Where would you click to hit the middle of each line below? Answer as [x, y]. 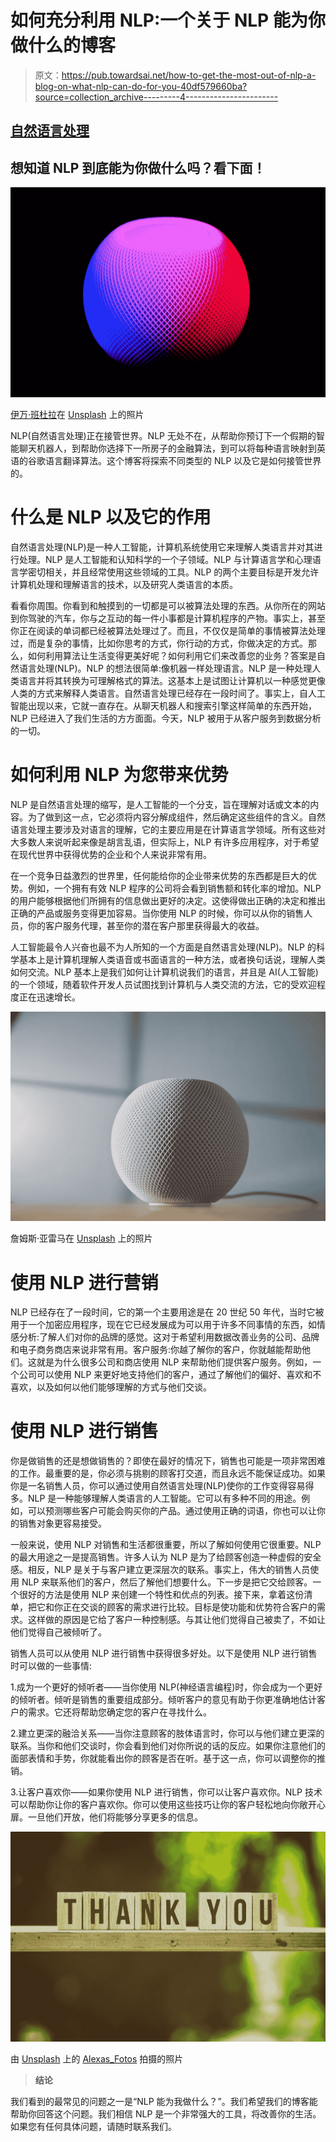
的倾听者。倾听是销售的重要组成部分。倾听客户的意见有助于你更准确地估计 [163, 1700]
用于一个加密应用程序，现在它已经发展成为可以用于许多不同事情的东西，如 [163, 1325]
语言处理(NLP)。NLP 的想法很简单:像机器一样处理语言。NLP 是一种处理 [165, 668]
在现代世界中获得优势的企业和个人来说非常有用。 [111, 854]
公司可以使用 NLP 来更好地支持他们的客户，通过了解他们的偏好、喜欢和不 [170, 1375]
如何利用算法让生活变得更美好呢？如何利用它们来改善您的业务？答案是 [172, 655]
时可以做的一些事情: [51, 1666]
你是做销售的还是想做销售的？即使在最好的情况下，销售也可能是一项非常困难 [168, 1461]
